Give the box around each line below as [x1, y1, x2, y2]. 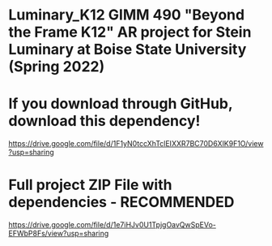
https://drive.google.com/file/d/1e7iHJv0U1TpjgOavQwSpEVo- [8, 220, 217, 230]
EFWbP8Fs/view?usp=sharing [8, 229, 109, 239]
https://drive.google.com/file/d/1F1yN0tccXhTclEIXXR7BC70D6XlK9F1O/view [8, 139, 264, 149]
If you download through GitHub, [8, 95, 233, 113]
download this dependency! [8, 112, 201, 131]
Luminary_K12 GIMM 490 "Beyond [8, 6, 245, 24]
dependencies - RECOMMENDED [8, 193, 235, 212]
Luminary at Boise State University [8, 41, 247, 58]
